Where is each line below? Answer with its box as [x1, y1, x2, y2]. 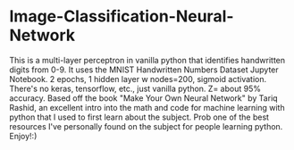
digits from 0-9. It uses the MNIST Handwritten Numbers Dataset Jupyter [9, 64, 279, 75]
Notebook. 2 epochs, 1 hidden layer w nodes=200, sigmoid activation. [9, 73, 266, 84]
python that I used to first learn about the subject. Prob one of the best [9, 112, 270, 122]
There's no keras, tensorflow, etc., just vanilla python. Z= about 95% [9, 83, 262, 94]
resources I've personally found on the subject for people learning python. [9, 121, 283, 131]
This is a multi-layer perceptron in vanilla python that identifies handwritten [9, 54, 286, 65]
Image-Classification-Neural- [9, 6, 234, 27]
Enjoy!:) [9, 130, 38, 141]
